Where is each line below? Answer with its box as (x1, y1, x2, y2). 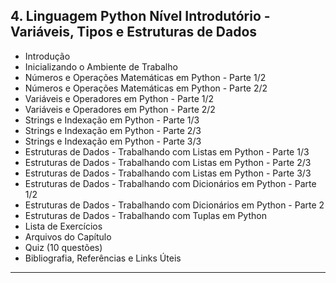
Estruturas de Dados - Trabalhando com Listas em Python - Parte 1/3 (24, 145, 310, 158)
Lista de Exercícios (24, 220, 103, 232)
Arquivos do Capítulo (24, 230, 112, 243)
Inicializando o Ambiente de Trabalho (24, 60, 178, 73)
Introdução (24, 50, 71, 62)
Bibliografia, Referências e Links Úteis (24, 252, 182, 264)
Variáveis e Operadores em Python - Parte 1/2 (24, 92, 215, 104)
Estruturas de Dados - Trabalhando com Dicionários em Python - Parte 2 (24, 199, 325, 211)
